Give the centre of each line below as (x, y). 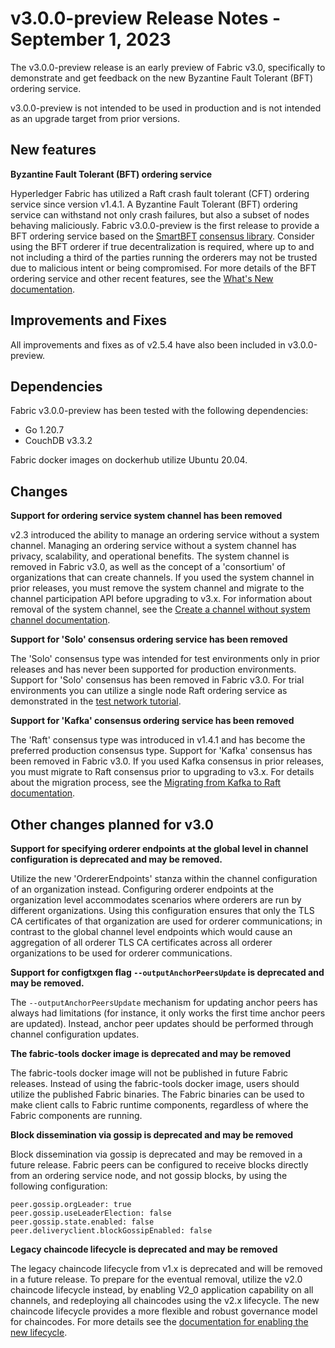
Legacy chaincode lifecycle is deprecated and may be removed (144, 1249)
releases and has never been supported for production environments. (153, 669)
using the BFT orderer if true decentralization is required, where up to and (162, 246)
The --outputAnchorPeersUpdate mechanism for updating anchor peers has (164, 1002)
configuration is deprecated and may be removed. (116, 859)
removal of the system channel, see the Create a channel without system (160, 609)
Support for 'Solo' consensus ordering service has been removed (149, 639)
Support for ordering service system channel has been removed (146, 516)
